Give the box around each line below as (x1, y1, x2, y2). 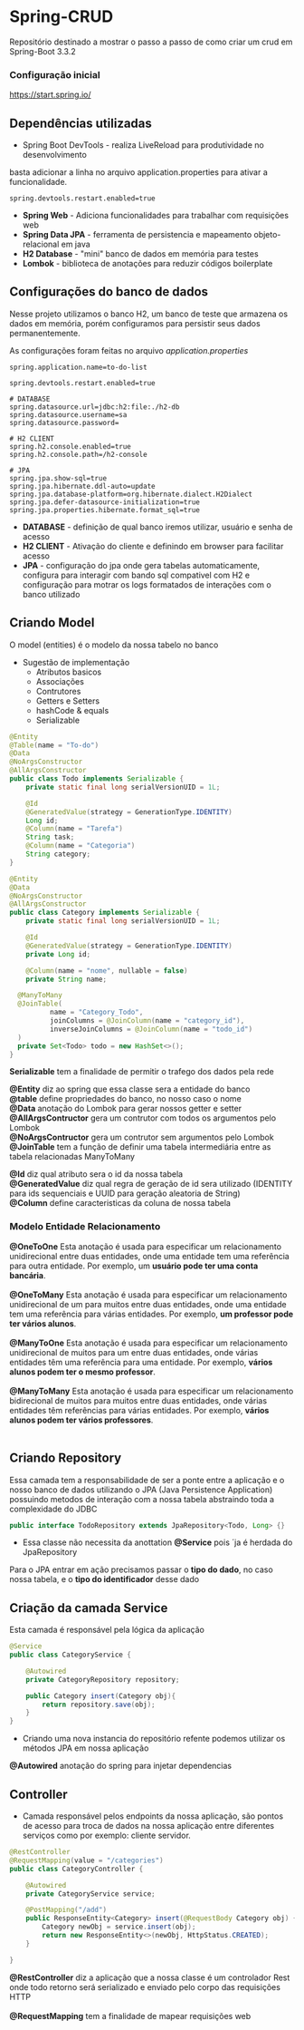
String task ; (25, 832, 75, 842)
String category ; (25, 850, 91, 859)
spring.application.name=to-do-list (9, 363, 147, 372)
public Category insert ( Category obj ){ (25, 1691, 176, 1701)
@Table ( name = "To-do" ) (9, 741, 100, 750)
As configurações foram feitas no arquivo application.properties (9, 345, 249, 355)
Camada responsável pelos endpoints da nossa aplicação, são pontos (22, 1811, 283, 1821)
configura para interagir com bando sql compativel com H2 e (22, 569, 251, 580)
